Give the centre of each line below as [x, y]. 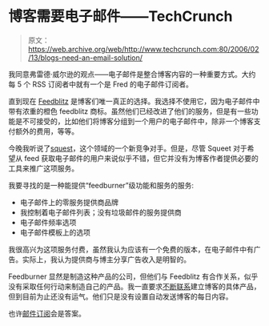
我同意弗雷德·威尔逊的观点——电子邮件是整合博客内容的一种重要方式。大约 [132, 74]
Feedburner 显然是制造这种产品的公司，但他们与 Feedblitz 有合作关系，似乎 [133, 276]
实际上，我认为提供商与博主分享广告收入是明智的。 [106, 259]
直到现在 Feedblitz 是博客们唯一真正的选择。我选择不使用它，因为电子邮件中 [134, 101]
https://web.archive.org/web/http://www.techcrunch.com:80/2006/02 [143, 49]
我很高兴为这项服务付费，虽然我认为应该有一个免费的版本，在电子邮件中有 [131, 249]
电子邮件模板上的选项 [55, 232]
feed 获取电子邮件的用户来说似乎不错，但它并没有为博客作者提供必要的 [141, 158]
